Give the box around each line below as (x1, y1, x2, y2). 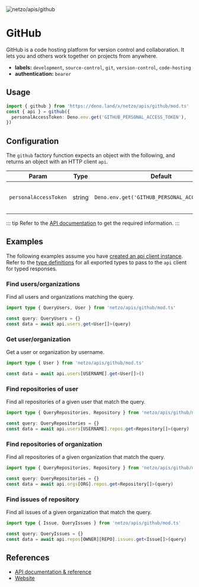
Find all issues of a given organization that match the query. (6, 508, 152, 515)
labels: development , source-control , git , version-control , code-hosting (14, 63, 191, 71)
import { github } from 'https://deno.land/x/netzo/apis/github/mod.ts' (6, 103, 190, 109)
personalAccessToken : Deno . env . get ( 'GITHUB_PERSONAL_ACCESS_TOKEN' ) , (11, 114, 187, 120)
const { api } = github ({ (6, 109, 70, 114)
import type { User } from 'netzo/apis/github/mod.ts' (6, 360, 145, 366)
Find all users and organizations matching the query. (6, 293, 134, 301)
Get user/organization (6, 335, 71, 343)
